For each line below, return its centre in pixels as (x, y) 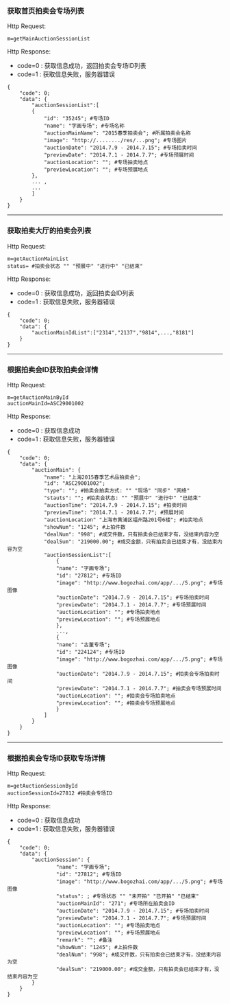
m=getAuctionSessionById (42, 786)
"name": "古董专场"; (83, 644)
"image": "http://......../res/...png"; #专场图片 (115, 141)
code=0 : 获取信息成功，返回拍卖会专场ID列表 (81, 66)
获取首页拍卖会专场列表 (46, 10)
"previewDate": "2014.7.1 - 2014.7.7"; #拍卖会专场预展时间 (139, 688)
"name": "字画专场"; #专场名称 (84, 126)
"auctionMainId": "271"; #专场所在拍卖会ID (115, 904)
